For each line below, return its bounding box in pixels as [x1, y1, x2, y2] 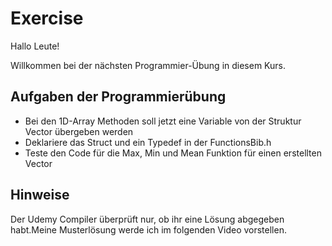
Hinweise [10, 187, 70, 204]
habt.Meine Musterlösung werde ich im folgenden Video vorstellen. [10, 223, 287, 236]
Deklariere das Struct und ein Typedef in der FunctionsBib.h [24, 136, 272, 148]
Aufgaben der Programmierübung [10, 88, 227, 106]
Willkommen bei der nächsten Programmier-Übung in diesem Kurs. [10, 59, 287, 71]
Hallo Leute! [10, 40, 60, 52]
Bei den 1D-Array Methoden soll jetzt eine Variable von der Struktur [24, 115, 302, 127]
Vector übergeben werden [24, 125, 134, 137]
